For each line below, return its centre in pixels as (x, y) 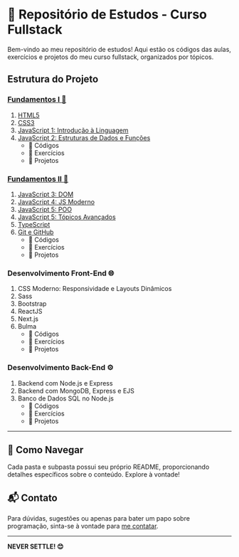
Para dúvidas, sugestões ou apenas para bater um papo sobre (99, 519)
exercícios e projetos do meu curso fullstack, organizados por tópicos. (111, 57)
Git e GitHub (36, 232)
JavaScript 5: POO (45, 209)
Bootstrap (32, 304)
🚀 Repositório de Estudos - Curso (107, 15)
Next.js (28, 319)
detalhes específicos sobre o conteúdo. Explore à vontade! (94, 474)
